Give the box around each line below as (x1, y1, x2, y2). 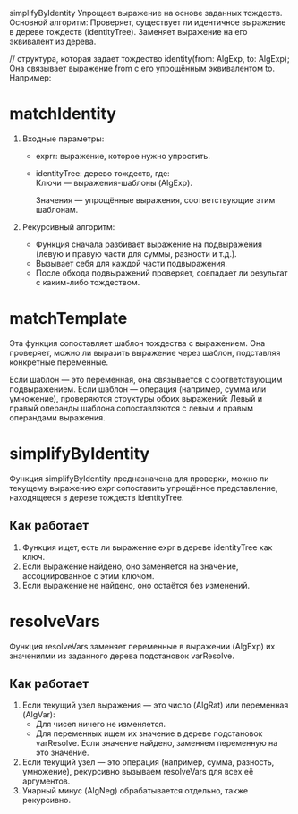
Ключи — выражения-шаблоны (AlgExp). (35, 177, 192, 188)
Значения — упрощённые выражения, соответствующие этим (35, 194, 276, 205)
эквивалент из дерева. (9, 36, 97, 47)
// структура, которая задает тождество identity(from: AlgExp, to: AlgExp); (9, 54, 290, 64)
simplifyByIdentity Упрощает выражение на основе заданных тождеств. (9, 8, 283, 18)
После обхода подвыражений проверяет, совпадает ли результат (35, 267, 288, 278)
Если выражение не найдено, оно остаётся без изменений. (21, 580, 251, 590)
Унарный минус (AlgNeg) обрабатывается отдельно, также (21, 785, 249, 796)
